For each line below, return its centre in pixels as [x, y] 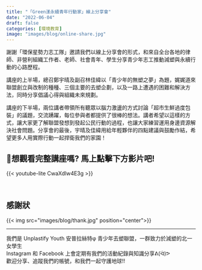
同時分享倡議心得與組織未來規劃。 [59, 95]
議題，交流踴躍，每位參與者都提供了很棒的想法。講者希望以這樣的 [103, 115]
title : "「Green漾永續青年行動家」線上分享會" [59, 12]
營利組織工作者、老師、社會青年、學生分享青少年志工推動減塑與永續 [106, 60]
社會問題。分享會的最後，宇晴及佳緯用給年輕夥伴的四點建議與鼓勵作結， [101, 130]
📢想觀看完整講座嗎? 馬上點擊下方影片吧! [81, 158]
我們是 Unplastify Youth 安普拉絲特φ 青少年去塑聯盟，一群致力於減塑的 [94, 238]
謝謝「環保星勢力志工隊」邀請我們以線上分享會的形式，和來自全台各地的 [96, 52]
